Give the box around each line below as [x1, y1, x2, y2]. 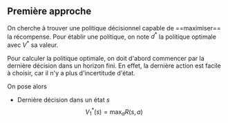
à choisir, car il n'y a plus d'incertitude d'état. [7, 69, 136, 77]
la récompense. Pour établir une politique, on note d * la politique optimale [7, 31, 216, 41]
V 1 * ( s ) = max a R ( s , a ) [85, 106, 143, 117]
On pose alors [7, 82, 47, 91]
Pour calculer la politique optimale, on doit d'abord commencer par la [7, 55, 205, 63]
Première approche [7, 6, 92, 17]
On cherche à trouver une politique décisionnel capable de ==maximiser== [7, 23, 221, 32]
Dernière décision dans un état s [17, 96, 111, 104]
